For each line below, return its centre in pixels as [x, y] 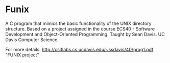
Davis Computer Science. [32, 40]
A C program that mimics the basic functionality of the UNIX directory [78, 23]
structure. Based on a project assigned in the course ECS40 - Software [80, 28]
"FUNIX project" [22, 55]
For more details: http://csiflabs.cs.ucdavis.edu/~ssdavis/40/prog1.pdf [79, 49]
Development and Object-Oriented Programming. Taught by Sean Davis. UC [85, 34]
